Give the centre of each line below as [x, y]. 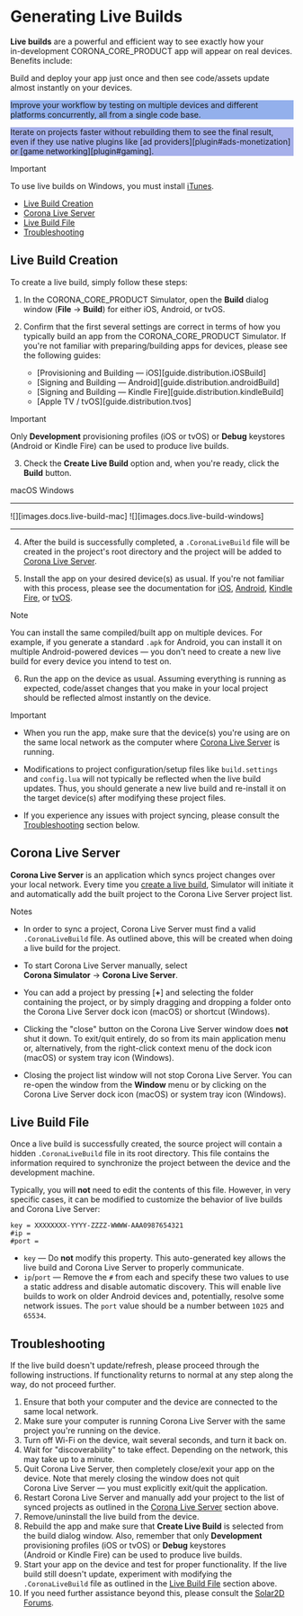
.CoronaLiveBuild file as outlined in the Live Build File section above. [150, 1584]
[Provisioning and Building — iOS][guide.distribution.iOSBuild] [151, 373]
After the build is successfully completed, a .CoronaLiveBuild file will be [156, 542]
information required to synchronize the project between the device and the [151, 1163]
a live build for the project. [71, 947]
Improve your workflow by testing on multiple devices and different [134, 104]
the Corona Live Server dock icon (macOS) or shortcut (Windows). [147, 1011]
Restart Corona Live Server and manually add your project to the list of [154, 1498]
